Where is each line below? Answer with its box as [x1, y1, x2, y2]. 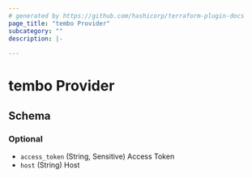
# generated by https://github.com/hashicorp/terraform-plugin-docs [8, 11, 245, 20]
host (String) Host [19, 160, 80, 170]
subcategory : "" [8, 27, 63, 35]
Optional [8, 133, 43, 144]
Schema [8, 108, 51, 122]
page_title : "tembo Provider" [8, 19, 111, 28]
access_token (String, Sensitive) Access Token [19, 151, 175, 161]
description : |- [8, 34, 63, 43]
